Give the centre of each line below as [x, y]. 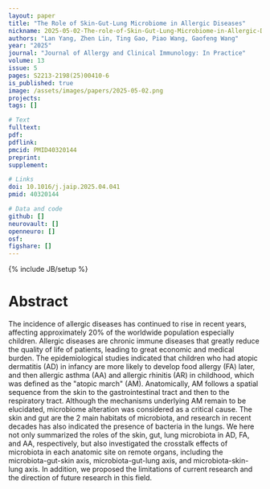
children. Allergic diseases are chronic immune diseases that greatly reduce [134, 341]
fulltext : [25, 128]
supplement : [28, 165]
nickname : [25, 31]
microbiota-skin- [221, 461]
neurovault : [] [34, 224]
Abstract [38, 302]
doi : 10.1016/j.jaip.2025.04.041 [64, 187]
